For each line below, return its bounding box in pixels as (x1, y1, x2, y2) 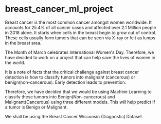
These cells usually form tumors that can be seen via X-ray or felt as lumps (5, 35, 156, 41)
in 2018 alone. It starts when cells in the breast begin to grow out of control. (5, 30, 157, 35)
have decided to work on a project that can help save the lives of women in (5, 54, 156, 60)
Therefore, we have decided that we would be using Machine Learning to (5, 89, 152, 94)
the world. (5, 60, 26, 65)
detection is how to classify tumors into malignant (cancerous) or (5, 74, 135, 80)
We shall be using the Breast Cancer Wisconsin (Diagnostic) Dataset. (5, 113, 143, 119)
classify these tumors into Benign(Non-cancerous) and (5, 93, 115, 100)
